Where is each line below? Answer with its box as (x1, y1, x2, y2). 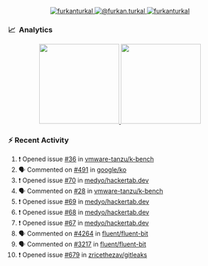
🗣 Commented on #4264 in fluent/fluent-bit (18, 229, 148, 238)
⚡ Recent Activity (8, 135, 70, 145)
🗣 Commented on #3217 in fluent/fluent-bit (18, 240, 146, 248)
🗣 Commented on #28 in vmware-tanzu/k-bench (18, 187, 163, 195)
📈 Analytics (8, 25, 53, 35)
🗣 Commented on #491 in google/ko (18, 165, 127, 174)
